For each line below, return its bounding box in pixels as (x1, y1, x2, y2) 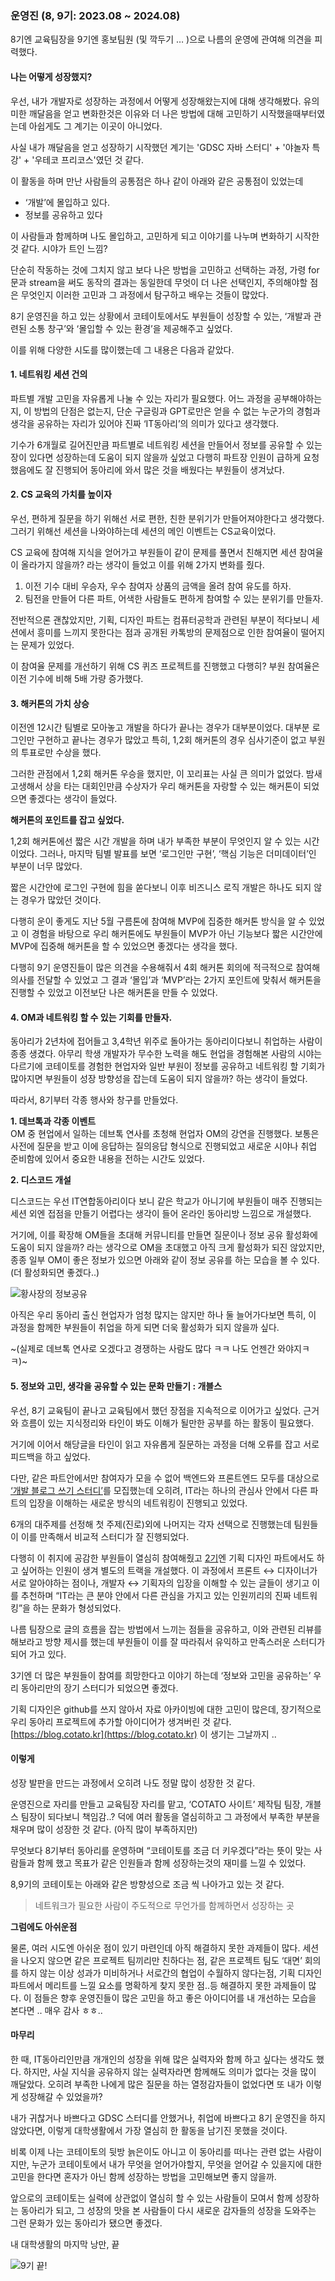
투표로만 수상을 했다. (20, 747, 102, 759)
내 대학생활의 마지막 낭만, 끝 (10, 2238, 120, 2250)
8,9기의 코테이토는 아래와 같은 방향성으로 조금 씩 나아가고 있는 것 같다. (10, 1878, 285, 1890)
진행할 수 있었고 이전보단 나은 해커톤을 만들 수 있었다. (10, 987, 218, 999)
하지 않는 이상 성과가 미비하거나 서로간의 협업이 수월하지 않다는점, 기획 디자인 (20, 1967, 323, 1979)
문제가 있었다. (20, 638, 75, 651)
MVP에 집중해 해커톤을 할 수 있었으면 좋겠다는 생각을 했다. (10, 940, 238, 952)
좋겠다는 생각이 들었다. (28, 793, 118, 805)
